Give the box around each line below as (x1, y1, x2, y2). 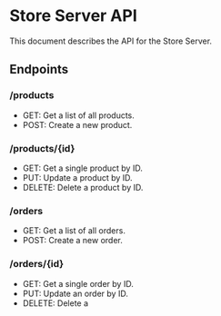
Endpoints (9, 62, 69, 77)
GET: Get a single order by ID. (22, 278, 134, 289)
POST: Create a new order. (22, 235, 123, 246)
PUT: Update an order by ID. (22, 288, 129, 299)
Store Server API (9, 5, 138, 26)
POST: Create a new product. (22, 119, 133, 130)
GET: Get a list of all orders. (22, 225, 126, 236)
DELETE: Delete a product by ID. (22, 182, 144, 193)
